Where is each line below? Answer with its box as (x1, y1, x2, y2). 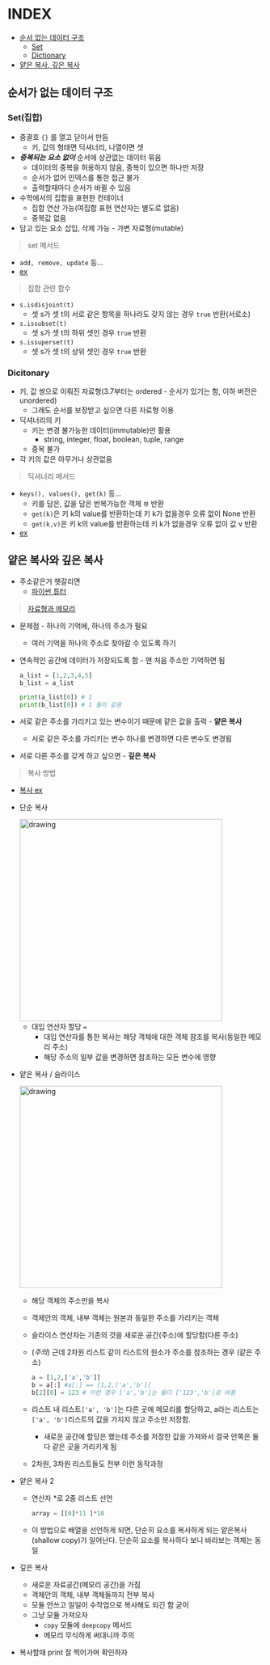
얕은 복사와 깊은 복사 (7, 553, 103, 567)
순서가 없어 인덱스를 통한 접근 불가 (31, 172, 140, 182)
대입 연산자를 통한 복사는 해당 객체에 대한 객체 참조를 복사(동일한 (43, 1032, 247, 1042)
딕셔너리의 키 (19, 415, 61, 425)
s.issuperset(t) (19, 338, 74, 346)
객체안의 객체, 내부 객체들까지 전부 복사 (31, 1590, 155, 1599)
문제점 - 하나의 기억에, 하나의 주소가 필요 (19, 620, 148, 631)
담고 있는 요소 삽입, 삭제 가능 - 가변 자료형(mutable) (19, 223, 184, 233)
